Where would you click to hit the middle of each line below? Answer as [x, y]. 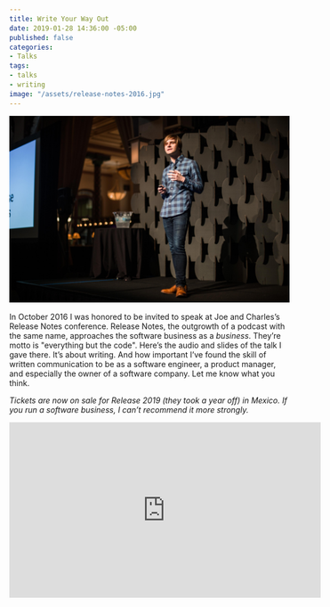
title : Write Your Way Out [59, 19]
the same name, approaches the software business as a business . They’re [145, 336]
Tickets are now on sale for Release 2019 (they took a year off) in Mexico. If [148, 400]
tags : [19, 66]
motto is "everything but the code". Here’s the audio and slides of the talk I [145, 345]
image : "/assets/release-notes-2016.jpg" [87, 94]
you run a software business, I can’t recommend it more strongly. [129, 410]
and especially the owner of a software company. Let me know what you [142, 373]
